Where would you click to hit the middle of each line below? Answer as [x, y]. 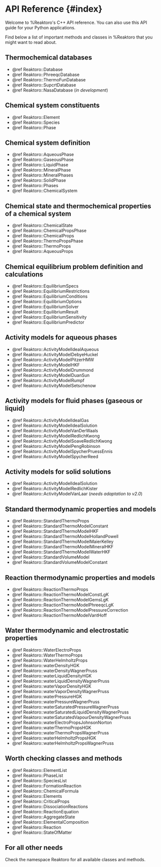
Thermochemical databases [49, 58]
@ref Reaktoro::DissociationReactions [50, 806]
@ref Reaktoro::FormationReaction [47, 786]
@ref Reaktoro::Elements [37, 796]
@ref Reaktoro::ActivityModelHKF [46, 365]
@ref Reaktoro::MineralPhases [43, 175]
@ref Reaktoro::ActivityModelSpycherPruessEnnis [62, 451]
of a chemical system [38, 214]
